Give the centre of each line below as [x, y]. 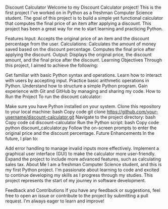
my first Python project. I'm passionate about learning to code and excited [82, 170]
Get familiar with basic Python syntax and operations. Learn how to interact [83, 75]
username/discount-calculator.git [40, 117]
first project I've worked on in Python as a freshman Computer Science [79, 13]
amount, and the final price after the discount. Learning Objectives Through [84, 60]
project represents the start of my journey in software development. [76, 180]
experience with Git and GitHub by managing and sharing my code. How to [83, 91]
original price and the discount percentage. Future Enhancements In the [80, 133]
